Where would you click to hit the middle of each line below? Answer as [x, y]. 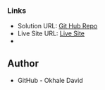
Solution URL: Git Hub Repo [57, 26]
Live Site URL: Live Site [51, 33]
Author [23, 63]
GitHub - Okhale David [50, 81]
